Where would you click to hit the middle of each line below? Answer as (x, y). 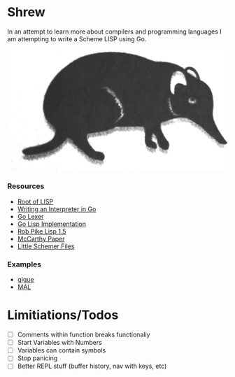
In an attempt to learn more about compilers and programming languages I (114, 31)
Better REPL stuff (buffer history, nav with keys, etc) (92, 366)
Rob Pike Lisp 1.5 (42, 231)
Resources (26, 186)
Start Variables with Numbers (60, 343)
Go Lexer (30, 216)
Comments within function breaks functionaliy (84, 335)
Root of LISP (35, 201)
